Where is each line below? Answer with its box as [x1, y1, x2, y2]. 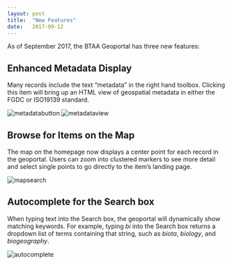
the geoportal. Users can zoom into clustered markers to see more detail [7, 155, 216, 163]
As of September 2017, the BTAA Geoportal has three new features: [7, 42, 200, 51]
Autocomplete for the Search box [7, 196, 155, 208]
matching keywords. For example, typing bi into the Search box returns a [7, 222, 216, 230]
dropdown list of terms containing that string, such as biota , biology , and [7, 229, 216, 237]
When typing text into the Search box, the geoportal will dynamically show [7, 214, 221, 223]
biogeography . [7, 236, 50, 245]
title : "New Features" [7, 17, 77, 24]
